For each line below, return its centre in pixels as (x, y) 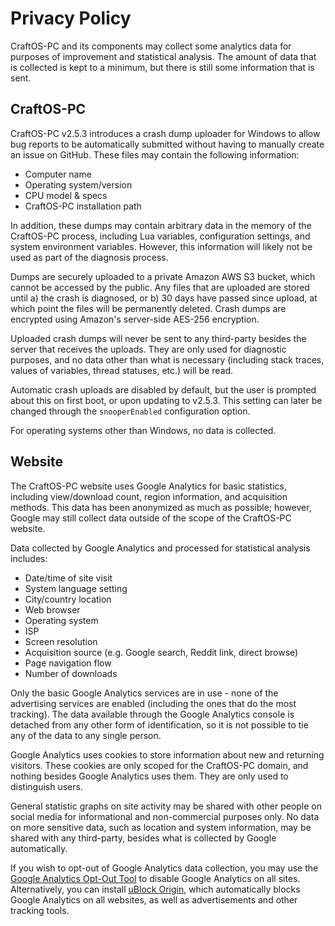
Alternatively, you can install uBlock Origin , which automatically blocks (155, 889)
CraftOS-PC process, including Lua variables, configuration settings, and (160, 236)
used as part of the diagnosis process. (89, 257)
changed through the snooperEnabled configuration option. (130, 411)
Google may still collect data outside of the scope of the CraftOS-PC (151, 518)
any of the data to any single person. (86, 735)
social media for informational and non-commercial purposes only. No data (165, 816)
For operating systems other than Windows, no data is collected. (143, 430)
